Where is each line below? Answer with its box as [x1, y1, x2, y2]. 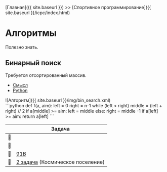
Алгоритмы [5, 27, 57, 39]
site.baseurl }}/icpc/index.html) [5, 10, 70, 16]
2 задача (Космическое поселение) [16, 158, 105, 165]
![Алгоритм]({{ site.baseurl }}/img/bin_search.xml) [5, 97, 111, 103]
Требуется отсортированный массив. [5, 72, 87, 78]
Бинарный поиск [5, 59, 62, 67]
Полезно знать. [5, 44, 39, 50]
